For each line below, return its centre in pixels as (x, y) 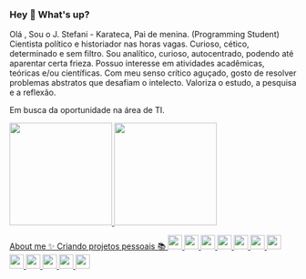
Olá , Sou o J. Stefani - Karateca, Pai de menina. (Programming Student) (145, 35)
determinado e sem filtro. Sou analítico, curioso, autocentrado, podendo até (152, 54)
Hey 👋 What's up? (50, 15)
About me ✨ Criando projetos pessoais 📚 (88, 246)
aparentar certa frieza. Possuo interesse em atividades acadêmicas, (137, 64)
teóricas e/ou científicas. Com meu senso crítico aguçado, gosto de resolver (153, 73)
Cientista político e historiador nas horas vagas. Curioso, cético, (129, 44)
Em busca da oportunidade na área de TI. (87, 110)
